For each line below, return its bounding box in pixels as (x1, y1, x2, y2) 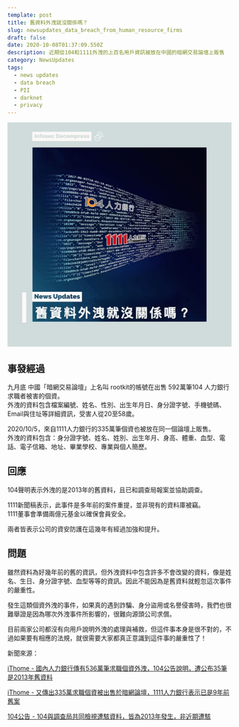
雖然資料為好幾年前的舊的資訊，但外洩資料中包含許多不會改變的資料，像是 (7, 568, 225, 576)
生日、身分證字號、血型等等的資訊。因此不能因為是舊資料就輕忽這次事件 (19, 577, 232, 585)
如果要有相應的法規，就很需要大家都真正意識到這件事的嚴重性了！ (13, 634, 207, 642)
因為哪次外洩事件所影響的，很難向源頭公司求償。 (31, 610, 176, 618)
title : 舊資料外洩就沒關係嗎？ (7, 19, 88, 26)
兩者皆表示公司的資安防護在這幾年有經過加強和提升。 (7, 524, 164, 533)
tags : (7, 64, 23, 71)
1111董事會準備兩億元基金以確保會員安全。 (7, 509, 130, 518)
